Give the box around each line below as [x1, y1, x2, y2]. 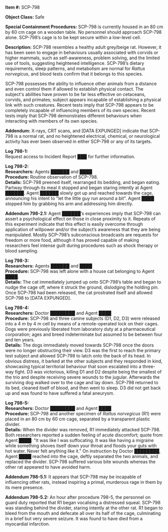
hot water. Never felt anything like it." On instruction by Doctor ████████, [5, 448, 161, 454]
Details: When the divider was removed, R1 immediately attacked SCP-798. [5, 427, 160, 432]
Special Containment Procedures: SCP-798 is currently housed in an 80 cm [5, 24, 163, 30]
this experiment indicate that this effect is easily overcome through [5, 221, 143, 227]
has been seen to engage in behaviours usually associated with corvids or [5, 50, 158, 55]
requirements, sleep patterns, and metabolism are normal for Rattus [5, 65, 145, 71]
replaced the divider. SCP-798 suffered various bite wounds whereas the [5, 459, 156, 465]
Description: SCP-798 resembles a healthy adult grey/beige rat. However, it [5, 44, 161, 50]
